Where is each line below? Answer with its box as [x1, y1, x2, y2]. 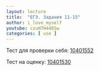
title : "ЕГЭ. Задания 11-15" [6, 14, 81, 20]
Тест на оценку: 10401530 [6, 59, 71, 66]
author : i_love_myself [6, 20, 62, 25]
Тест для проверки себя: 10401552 [6, 47, 93, 54]
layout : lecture [6, 8, 46, 15]
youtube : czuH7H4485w [6, 25, 60, 31]
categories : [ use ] [6, 31, 57, 37]
